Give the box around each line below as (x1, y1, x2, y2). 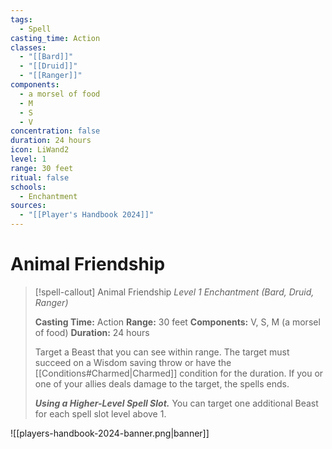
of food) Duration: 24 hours (34, 326, 150, 338)
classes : (10, 42, 47, 53)
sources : (10, 201, 47, 211)
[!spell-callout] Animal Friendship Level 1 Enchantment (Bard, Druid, (34, 286, 315, 298)
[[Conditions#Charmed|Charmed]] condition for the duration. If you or (34, 367, 324, 379)
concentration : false (10, 126, 101, 136)
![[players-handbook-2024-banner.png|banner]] (10, 427, 210, 439)
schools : (10, 182, 47, 192)
